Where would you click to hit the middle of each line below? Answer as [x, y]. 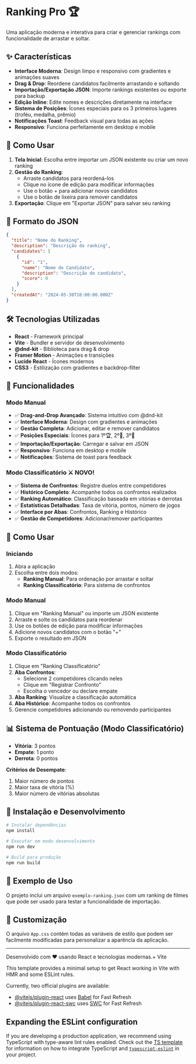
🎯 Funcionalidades [40, 386]
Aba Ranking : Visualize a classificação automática [75, 697]
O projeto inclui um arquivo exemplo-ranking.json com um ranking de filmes [97, 895]
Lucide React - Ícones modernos [54, 361]
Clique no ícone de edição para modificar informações [89, 184]
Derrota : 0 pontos [36, 758]
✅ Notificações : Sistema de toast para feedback [73, 457]
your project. [21, 1055]
